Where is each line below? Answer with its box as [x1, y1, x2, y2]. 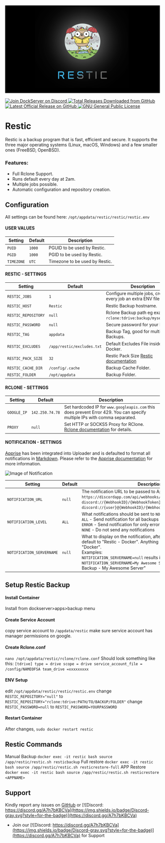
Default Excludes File [106, 341, 149, 346]
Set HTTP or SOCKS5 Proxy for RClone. [64, 421, 144, 427]
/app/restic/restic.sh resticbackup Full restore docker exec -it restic [5, 759, 154, 765]
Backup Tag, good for [106, 329, 150, 335]
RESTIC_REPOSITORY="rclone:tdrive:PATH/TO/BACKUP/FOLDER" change [5, 698, 142, 704]
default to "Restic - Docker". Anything [82, 539, 159, 545]
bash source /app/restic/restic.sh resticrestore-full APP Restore [5, 764, 146, 770]
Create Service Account [5, 616, 55, 622]
